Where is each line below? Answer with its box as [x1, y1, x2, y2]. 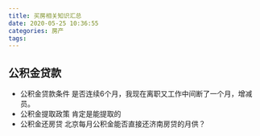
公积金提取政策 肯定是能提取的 [19, 109, 122, 119]
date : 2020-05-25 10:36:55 [8, 19, 99, 27]
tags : [8, 34, 27, 43]
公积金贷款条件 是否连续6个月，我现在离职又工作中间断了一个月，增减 [19, 89, 253, 99]
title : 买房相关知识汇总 [8, 11, 82, 20]
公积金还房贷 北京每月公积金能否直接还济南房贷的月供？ [19, 119, 206, 129]
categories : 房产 [8, 27, 64, 35]
